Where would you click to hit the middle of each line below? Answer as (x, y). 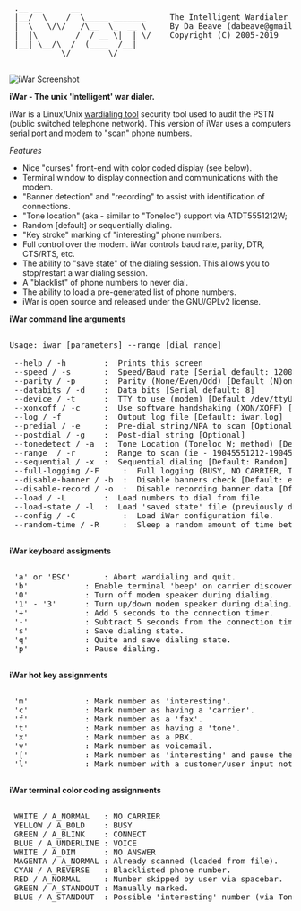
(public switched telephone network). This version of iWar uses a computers (150, 124)
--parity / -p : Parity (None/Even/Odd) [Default (139, 381)
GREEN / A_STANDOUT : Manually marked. (102, 888)
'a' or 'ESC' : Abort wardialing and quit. (125, 577)
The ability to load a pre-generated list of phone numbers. (129, 292)
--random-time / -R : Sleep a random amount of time (144, 525)
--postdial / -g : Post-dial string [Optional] (130, 435)
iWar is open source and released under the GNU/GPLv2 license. (142, 301)
